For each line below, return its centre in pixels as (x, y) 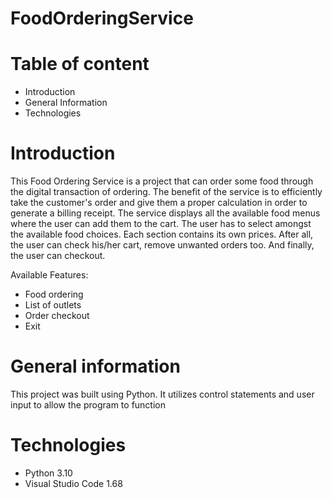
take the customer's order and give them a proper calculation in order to (159, 203)
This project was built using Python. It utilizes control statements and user (162, 394)
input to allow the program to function (88, 405)
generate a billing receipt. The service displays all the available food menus (165, 213)
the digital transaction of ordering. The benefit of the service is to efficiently (166, 192)
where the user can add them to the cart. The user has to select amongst (161, 224)
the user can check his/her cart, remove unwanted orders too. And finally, (162, 245)
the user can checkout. (58, 256)
